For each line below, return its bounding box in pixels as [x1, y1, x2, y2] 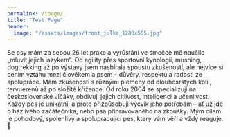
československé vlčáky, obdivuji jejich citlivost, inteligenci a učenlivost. [7, 93, 210, 101]
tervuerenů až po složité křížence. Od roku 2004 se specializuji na [7, 85, 196, 93]
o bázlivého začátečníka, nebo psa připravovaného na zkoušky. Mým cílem [7, 107, 222, 116]
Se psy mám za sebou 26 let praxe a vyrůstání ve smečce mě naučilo [7, 48, 205, 57]
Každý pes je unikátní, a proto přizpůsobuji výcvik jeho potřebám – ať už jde [7, 100, 224, 108]
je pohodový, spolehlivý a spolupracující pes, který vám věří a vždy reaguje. [7, 115, 224, 123]
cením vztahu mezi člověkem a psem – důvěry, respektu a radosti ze [7, 71, 202, 79]
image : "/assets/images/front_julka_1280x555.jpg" [13, 29, 163, 37]
